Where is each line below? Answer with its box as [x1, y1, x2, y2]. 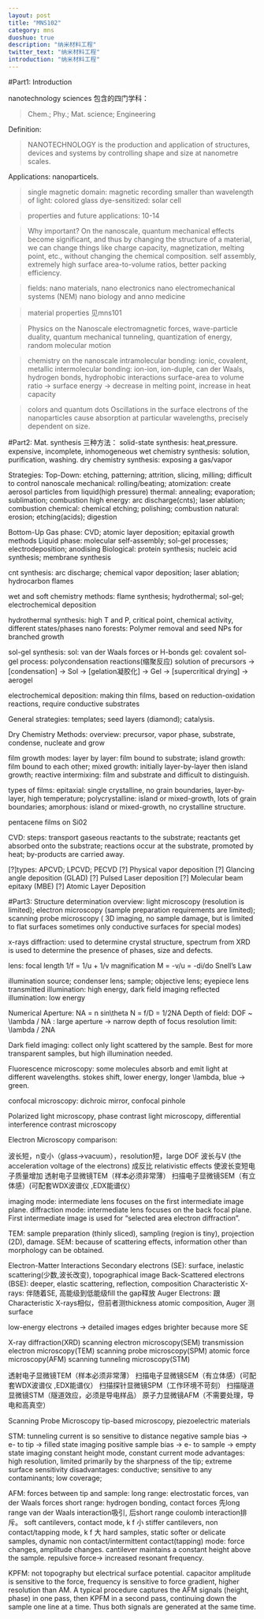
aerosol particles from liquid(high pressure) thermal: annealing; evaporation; [8, 487, 256, 496]
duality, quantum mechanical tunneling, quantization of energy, [27, 332, 232, 342]
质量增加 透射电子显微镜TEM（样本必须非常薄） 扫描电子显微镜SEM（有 [14, 1171, 250, 1180]
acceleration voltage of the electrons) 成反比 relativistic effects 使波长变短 [8, 1161, 249, 1170]
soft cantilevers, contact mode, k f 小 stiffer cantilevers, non [23, 1517, 218, 1527]
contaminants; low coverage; [8, 1473, 102, 1483]
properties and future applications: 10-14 [27, 211, 160, 220]
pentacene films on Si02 [8, 817, 87, 827]
